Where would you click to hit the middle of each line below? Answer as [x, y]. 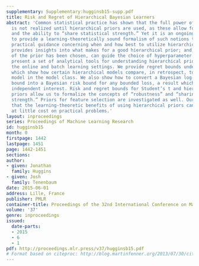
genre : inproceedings [33, 216]
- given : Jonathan [29, 166]
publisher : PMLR [26, 199]
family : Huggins [31, 172]
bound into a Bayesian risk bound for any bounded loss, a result [95, 84]
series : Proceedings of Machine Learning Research [70, 122]
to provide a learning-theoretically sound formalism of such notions [100, 39]
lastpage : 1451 [25, 144]
